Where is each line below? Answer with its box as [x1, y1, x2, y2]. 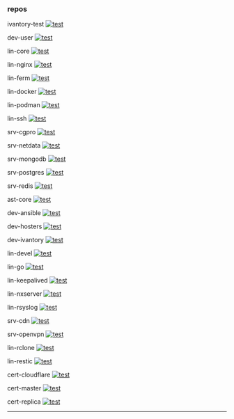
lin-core [7, 47, 30, 56]
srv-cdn [7, 317, 30, 325]
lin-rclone [7, 344, 35, 352]
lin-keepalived [7, 276, 48, 285]
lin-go [7, 262, 24, 271]
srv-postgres [7, 168, 45, 177]
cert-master [7, 384, 42, 393]
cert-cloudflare [7, 370, 51, 379]
